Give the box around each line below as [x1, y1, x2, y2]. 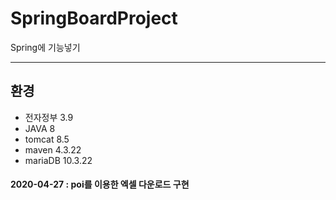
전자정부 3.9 [24, 111, 74, 123]
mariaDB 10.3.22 [24, 154, 93, 166]
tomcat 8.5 [24, 133, 70, 145]
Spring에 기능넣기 [10, 41, 81, 53]
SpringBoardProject [10, 7, 178, 30]
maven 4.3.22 [24, 143, 82, 156]
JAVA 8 [24, 122, 56, 134]
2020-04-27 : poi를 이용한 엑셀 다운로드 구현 [10, 178, 190, 191]
